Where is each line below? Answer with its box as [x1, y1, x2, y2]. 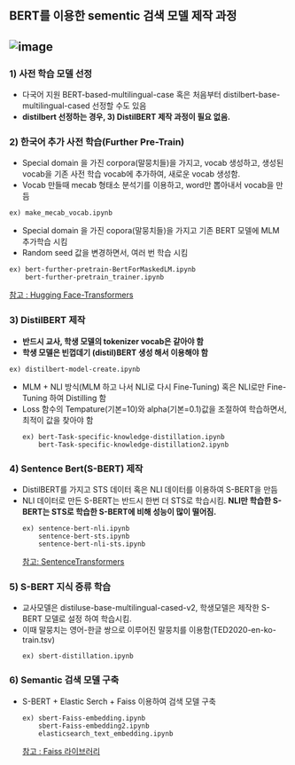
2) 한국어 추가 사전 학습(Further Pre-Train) [9, 136, 185, 148]
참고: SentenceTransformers [21, 556, 125, 566]
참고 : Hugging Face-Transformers [9, 289, 134, 300]
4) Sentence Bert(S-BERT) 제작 [9, 462, 144, 475]
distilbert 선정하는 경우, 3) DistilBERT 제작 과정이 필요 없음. [21, 112, 230, 122]
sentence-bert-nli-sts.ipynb [38, 540, 146, 548]
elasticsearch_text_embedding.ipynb [38, 729, 174, 738]
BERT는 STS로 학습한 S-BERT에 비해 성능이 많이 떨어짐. [21, 506, 217, 517]
